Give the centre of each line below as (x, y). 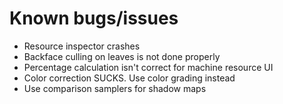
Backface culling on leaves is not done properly (122, 56)
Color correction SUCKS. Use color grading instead (129, 78)
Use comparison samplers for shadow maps (115, 88)
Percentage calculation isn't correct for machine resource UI (148, 67)
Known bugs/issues (94, 18)
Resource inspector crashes (82, 46)
